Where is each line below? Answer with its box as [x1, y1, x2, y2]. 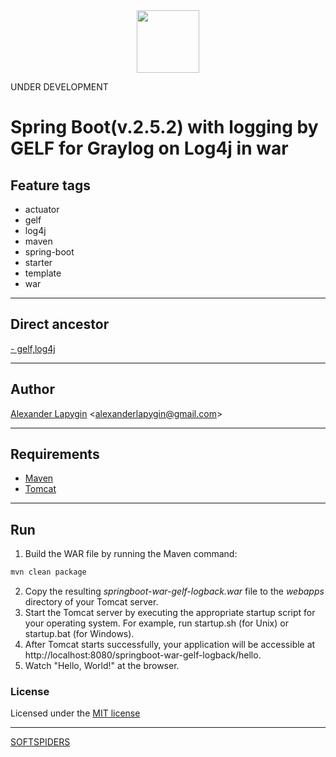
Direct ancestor [10, 316, 110, 333]
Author [10, 381, 55, 398]
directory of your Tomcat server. [24, 596, 159, 608]
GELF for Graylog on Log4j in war [10, 137, 289, 160]
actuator [24, 204, 60, 215]
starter [24, 257, 53, 268]
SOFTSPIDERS [10, 736, 71, 748]
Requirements [10, 446, 100, 463]
